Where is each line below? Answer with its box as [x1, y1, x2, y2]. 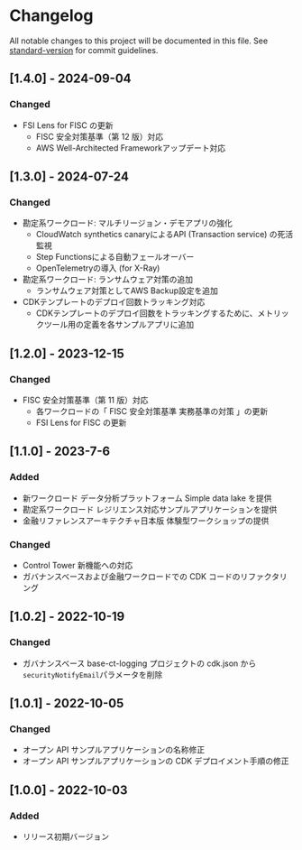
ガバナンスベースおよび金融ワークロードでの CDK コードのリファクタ [22, 570, 279, 582]
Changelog [9, 5, 94, 26]
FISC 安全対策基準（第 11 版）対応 [22, 394, 149, 405]
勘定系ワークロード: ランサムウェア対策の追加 [22, 274, 194, 285]
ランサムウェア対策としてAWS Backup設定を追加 [35, 285, 219, 296]
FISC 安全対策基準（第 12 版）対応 [35, 131, 164, 142]
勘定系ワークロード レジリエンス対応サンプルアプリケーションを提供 [22, 504, 278, 514]
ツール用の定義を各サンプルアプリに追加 [43, 319, 195, 330]
